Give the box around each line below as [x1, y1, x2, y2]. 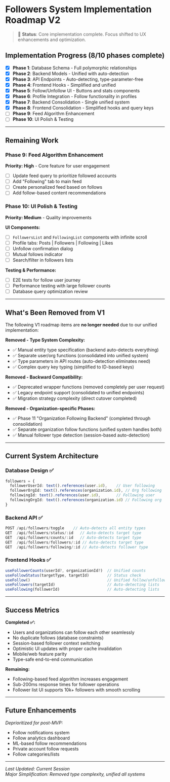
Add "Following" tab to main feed [12, 179, 82, 185]
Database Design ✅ [5, 467, 54, 474]
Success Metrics [5, 605, 60, 615]
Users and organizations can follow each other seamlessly [12, 629, 135, 635]
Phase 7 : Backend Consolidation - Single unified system [12, 99, 130, 105]
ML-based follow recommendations [12, 740, 87, 746]
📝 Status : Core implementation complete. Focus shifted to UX [17, 31, 147, 37]
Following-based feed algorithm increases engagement [12, 676, 128, 682]
